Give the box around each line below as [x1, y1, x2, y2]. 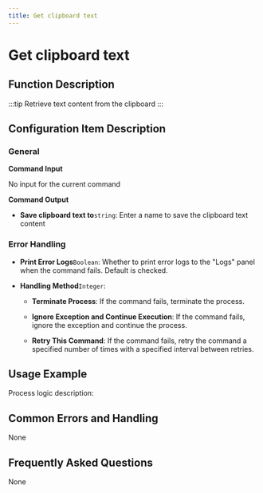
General [8, 145, 40, 156]
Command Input [8, 164, 63, 174]
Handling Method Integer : [19, 281, 106, 290]
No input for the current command [8, 179, 121, 189]
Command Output [8, 195, 69, 204]
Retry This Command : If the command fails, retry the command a [31, 336, 247, 345]
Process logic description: [8, 388, 94, 398]
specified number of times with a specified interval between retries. [31, 344, 254, 353]
